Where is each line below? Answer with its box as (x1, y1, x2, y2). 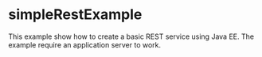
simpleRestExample (8, 6, 143, 24)
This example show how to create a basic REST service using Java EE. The (8, 32, 255, 41)
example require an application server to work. (8, 40, 162, 49)
